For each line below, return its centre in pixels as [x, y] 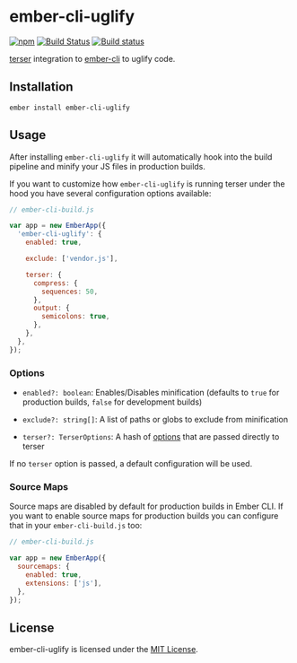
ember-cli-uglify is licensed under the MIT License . [104, 650]
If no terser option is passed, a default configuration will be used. [131, 463]
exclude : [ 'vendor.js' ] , [72, 259]
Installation [41, 87]
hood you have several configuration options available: [110, 193]
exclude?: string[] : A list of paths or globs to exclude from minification [155, 419]
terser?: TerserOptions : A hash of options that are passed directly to [151, 436]
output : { [51, 308]
